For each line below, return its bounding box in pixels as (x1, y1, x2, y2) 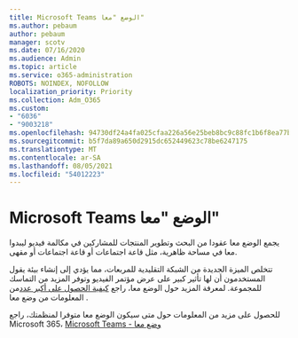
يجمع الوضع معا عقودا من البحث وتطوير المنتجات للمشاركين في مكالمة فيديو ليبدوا (9, 237, 280, 248)
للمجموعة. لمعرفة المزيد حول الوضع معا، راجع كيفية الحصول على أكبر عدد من (9, 283, 263, 294)
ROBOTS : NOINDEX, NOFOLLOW (9, 79, 109, 88)
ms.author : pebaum (9, 21, 77, 30)
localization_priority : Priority (9, 87, 133, 96)
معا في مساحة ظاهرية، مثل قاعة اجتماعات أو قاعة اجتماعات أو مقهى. (9, 247, 238, 257)
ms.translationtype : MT (9, 145, 98, 153)
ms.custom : (9, 104, 50, 113)
